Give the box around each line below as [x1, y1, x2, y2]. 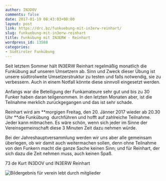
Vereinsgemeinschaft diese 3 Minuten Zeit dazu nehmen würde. [5, 124, 137, 130]
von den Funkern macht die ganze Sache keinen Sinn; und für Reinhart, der [5, 145, 160, 151]
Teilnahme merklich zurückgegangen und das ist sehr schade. [5, 99, 133, 105]
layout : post [5, 21, 32, 26]
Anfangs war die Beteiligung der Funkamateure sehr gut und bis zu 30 [5, 88, 150, 94]
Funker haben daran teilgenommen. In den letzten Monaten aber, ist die [5, 93, 152, 100]
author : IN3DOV [5, 7, 37, 12]
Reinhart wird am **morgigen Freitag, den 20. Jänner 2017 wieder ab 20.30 [5, 108, 160, 115]
